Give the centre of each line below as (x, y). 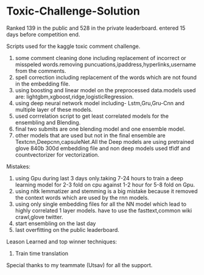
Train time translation (42, 253)
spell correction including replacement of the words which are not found (106, 77)
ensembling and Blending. (48, 122)
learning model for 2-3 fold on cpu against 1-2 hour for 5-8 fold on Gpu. (105, 185)
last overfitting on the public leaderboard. (67, 229)
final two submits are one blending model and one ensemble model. (100, 129)
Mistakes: (18, 166)
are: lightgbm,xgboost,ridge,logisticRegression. (74, 97)
